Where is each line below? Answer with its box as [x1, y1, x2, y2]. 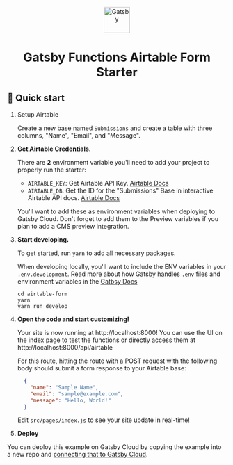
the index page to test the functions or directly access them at [17, 336, 196, 344]
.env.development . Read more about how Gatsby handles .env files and [17, 270, 220, 278]
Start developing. [17, 236, 70, 243]
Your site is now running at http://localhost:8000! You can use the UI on [17, 329, 223, 336]
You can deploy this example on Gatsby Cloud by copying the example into [7, 443, 222, 451]
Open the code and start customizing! [17, 315, 130, 323]
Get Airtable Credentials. [17, 145, 92, 153]
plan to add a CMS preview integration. [17, 222, 129, 230]
